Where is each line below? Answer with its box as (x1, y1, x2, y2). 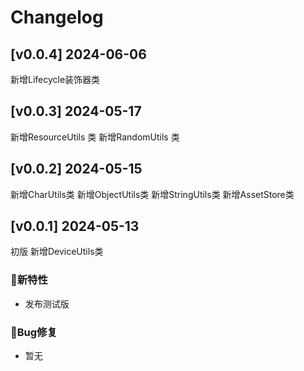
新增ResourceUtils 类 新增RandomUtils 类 (10, 131, 180, 143)
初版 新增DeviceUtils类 (10, 246, 104, 258)
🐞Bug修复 (10, 325, 58, 339)
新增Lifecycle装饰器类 (10, 74, 101, 85)
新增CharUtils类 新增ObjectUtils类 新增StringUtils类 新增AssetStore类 (10, 188, 295, 200)
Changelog (10, 6, 104, 29)
